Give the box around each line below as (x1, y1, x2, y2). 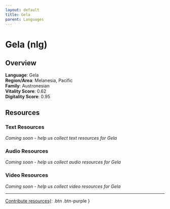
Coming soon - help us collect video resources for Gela (5, 183, 121, 189)
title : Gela (5, 12, 30, 17)
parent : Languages (5, 17, 44, 22)
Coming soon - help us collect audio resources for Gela (5, 159, 121, 165)
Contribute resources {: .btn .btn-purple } (5, 198, 90, 204)
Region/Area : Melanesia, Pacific (5, 77, 73, 83)
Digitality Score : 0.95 (5, 94, 51, 100)
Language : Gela (5, 72, 39, 78)
